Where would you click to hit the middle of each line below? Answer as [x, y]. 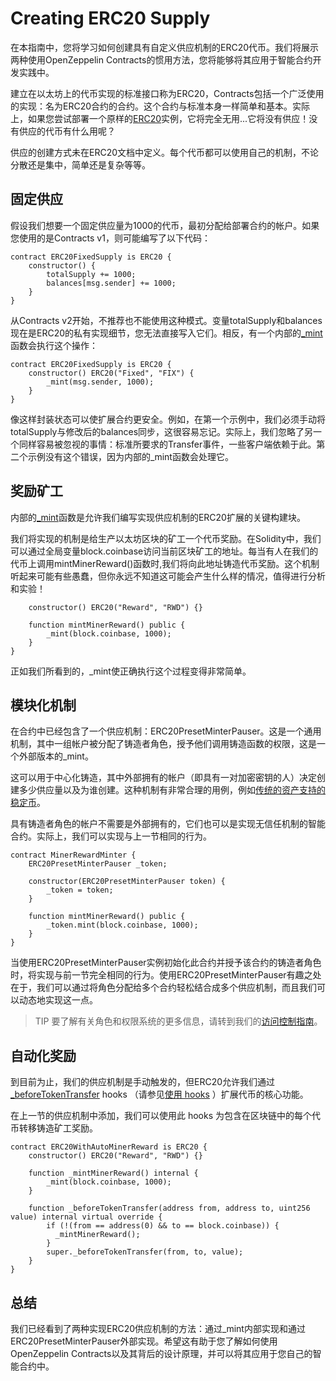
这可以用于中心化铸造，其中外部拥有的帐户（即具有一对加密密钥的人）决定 [163, 778]
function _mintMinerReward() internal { [113, 1173]
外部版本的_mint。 [56, 756]
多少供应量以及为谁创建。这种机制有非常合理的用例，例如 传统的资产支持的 [172, 790]
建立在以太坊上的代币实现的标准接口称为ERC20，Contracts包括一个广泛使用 [167, 93]
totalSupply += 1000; [91, 274]
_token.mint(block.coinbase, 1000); [122, 925]
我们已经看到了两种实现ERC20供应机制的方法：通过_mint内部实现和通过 [158, 1328]
